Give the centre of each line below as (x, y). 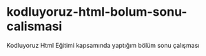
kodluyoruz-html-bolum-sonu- (97, 12)
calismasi (34, 26)
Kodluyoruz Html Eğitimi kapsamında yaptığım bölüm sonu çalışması (103, 45)
